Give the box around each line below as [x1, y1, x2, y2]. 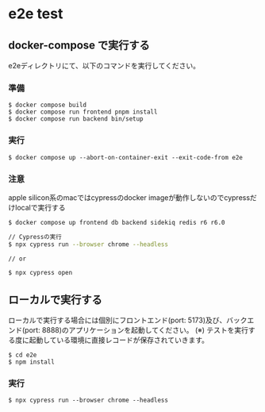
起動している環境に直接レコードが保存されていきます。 [29, 335, 209, 345]
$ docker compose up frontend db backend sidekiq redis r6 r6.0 [8, 218, 225, 226]
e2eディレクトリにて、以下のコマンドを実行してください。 [8, 61, 201, 70]
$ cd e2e [8, 351, 37, 360]
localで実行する [14, 202, 66, 212]
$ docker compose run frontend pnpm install [8, 108, 158, 116]
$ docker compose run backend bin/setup [8, 115, 144, 123]
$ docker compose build [8, 101, 87, 110]
